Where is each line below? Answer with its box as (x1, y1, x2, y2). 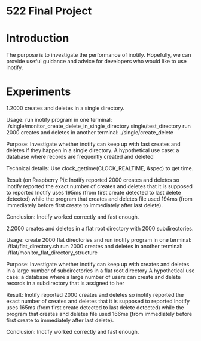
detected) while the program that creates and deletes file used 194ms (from (6, 195, 193, 202)
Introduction (6, 32, 69, 45)
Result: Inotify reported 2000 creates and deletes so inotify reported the (6, 291, 184, 299)
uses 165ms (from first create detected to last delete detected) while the (6, 304, 184, 311)
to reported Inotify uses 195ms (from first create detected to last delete (6, 189, 181, 196)
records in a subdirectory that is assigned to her (6, 279, 124, 287)
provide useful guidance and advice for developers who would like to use (6, 58, 187, 65)
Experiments (6, 85, 71, 99)
